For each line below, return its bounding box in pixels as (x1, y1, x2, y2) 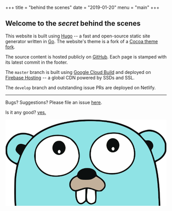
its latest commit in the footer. (5, 59, 68, 65)
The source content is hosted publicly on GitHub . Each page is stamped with (5, 53, 167, 60)
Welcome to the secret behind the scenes (5, 19, 141, 28)
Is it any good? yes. (5, 109, 46, 115)
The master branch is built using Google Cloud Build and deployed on (5, 69, 151, 75)
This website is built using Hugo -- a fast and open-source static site (5, 33, 150, 39)
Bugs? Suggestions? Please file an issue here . (5, 99, 102, 105)
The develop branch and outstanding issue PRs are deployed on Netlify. (5, 84, 156, 90)
